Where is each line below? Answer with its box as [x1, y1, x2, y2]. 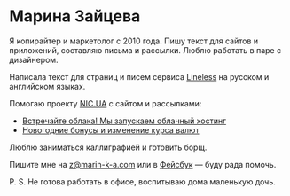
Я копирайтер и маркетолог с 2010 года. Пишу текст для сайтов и [9, 35, 259, 46]
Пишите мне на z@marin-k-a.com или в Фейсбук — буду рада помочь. [9, 159, 277, 169]
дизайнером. [9, 54, 59, 65]
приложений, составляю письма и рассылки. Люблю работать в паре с [9, 44, 282, 55]
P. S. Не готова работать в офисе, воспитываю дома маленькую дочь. [9, 176, 277, 187]
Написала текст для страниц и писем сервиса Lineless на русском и [9, 71, 270, 82]
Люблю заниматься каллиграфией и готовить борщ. [9, 142, 208, 153]
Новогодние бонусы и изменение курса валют [21, 124, 200, 135]
